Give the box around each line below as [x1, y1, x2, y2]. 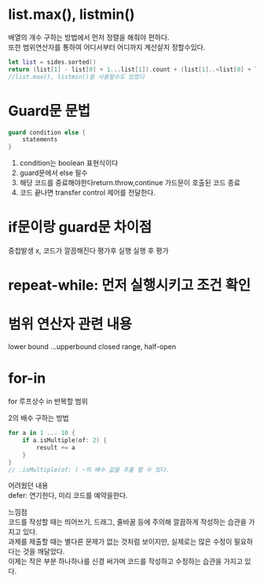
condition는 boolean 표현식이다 [19, 158, 119, 168]
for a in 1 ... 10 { [8, 429, 76, 437]
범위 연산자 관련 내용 [8, 315, 132, 333]
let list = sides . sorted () [8, 58, 97, 66]
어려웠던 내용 [8, 481, 49, 490]
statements [22, 136, 58, 143]
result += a [36, 444, 76, 451]
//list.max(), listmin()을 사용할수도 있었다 [8, 72, 145, 80]
